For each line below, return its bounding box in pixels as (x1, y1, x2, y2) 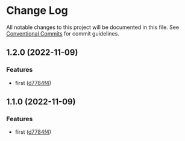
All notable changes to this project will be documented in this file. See (6, 23, 180, 31)
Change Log (6, 4, 68, 17)
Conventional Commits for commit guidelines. (6, 30, 119, 37)
